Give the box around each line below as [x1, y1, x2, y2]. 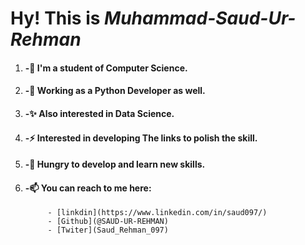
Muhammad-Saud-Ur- [104, 7, 297, 30]
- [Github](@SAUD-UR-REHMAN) [47, 217, 169, 227]
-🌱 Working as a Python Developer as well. [24, 85, 206, 97]
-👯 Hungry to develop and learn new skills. [24, 158, 206, 171]
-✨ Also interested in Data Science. [24, 107, 175, 119]
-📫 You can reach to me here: [24, 182, 152, 194]
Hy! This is [10, 7, 101, 30]
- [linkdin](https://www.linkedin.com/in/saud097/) [47, 208, 268, 218]
